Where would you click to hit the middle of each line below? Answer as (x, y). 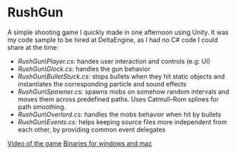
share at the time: (33, 47)
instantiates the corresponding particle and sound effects (102, 84)
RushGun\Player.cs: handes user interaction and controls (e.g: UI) (114, 61)
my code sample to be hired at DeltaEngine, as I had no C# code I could (113, 39)
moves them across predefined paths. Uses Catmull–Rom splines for (118, 99)
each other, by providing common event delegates (92, 129)
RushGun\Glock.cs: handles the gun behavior (84, 69)
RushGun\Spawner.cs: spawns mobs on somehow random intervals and (123, 91)
